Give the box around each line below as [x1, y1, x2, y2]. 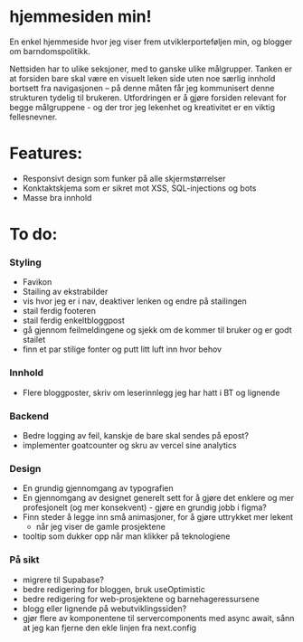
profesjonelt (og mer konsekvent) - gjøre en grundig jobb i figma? [22, 502, 267, 513]
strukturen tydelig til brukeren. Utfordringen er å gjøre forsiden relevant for [9, 92, 288, 103]
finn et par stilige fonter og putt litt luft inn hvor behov [22, 344, 223, 354]
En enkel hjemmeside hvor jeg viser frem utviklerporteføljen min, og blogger [9, 36, 293, 47]
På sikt [9, 553, 40, 566]
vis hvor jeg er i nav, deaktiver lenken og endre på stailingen [22, 296, 247, 307]
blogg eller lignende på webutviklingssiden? [22, 603, 187, 614]
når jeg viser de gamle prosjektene [35, 522, 166, 533]
